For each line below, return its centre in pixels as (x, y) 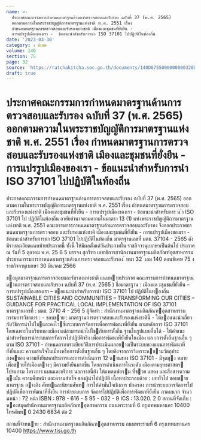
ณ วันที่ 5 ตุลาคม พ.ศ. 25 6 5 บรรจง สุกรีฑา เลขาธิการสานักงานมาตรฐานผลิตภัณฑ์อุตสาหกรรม (100, 252)
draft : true (21, 73)
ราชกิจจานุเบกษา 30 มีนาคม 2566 (41, 266)
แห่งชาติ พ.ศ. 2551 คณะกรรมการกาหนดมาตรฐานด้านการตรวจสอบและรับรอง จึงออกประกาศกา (99, 225)
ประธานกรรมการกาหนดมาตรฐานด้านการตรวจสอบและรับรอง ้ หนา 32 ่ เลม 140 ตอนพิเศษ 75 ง (100, 259)
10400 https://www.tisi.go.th (41, 431)
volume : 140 (21, 51)
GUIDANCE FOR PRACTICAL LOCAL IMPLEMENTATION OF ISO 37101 (91, 305)
